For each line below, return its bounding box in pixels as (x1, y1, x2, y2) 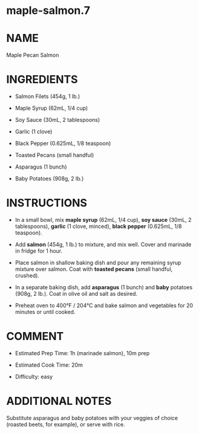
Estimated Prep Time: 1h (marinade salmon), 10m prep (15, 349, 150, 356)
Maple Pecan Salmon (6, 52, 59, 59)
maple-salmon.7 (6, 4, 91, 18)
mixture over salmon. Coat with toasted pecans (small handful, (15, 265, 173, 273)
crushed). (15, 272, 39, 279)
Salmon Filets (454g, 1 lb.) (15, 93, 80, 100)
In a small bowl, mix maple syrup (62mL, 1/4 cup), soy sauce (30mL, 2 (15, 216, 192, 223)
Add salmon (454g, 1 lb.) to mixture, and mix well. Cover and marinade (15, 241, 192, 248)
